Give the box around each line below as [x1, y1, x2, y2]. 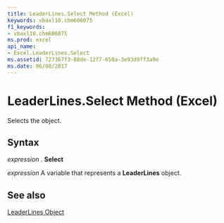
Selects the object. [7, 116, 62, 125]
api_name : [7, 43, 37, 50]
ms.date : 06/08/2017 [7, 63, 68, 70]
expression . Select [7, 155, 63, 164]
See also [7, 189, 46, 201]
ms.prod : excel [7, 37, 52, 44]
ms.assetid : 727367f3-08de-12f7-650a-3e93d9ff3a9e [7, 56, 159, 63]
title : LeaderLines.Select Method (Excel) [7, 10, 134, 18]
